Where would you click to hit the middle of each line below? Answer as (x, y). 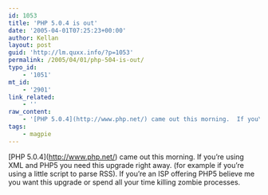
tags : (17, 127)
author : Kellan (33, 38)
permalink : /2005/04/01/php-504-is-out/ (77, 60)
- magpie (37, 134)
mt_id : (19, 82)
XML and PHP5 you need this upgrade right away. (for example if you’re (126, 165)
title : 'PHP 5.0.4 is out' (53, 23)
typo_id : (23, 68)
